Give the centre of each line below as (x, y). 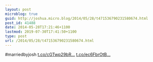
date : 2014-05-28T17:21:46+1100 (38, 27)
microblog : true (21, 14)
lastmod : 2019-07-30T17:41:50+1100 (41, 32)
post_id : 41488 (20, 23)
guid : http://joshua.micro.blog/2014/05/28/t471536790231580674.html (77, 18)
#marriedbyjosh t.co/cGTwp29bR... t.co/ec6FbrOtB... (58, 54)
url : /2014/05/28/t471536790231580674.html (50, 41)
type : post (16, 37)
